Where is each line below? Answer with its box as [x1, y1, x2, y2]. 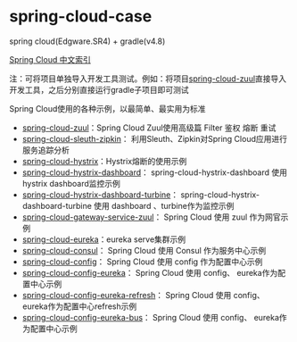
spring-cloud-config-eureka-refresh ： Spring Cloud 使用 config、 [21, 289, 265, 300]
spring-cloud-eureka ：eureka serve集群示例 [21, 234, 186, 245]
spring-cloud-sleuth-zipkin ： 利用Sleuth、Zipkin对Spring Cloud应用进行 [21, 133, 288, 144]
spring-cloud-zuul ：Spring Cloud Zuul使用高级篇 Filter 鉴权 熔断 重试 [21, 122, 276, 133]
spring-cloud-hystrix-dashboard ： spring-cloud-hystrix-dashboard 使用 [21, 167, 288, 178]
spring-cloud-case [9, 6, 153, 27]
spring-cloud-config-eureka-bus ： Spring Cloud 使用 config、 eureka [21, 312, 279, 322]
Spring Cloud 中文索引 [9, 54, 91, 64]
